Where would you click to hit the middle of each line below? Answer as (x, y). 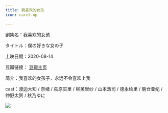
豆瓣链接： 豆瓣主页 (26, 67)
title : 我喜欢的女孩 (25, 10)
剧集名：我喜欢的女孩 (28, 34)
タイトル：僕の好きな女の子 (34, 45)
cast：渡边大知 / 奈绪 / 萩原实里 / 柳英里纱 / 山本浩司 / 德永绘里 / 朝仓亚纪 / (84, 89)
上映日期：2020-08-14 (29, 56)
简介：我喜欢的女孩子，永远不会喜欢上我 (48, 78)
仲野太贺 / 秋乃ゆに (25, 95)
